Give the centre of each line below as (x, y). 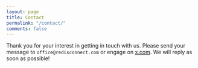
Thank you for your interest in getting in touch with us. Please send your (96, 46)
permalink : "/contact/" (36, 23)
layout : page (23, 12)
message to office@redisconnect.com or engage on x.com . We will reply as (99, 52)
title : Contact (25, 17)
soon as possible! (28, 58)
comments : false (27, 29)
